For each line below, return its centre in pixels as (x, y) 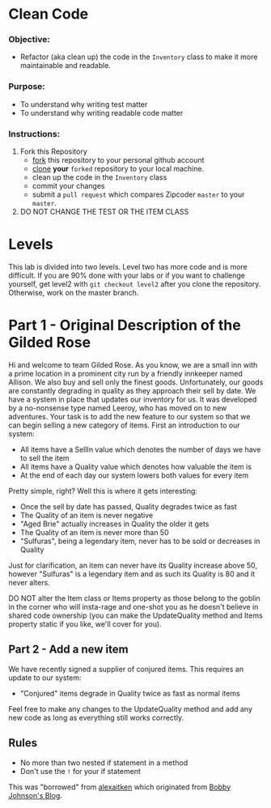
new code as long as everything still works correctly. (96, 717)
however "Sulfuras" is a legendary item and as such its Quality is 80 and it (132, 574)
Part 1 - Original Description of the (125, 325)
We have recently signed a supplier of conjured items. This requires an (126, 669)
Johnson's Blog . (36, 795)
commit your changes (68, 186)
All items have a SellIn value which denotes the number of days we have (140, 449)
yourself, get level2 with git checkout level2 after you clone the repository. (135, 284)
